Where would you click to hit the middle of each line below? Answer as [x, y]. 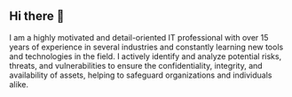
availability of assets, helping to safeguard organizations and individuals [141, 75]
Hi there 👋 [37, 16]
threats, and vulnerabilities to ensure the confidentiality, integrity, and [136, 65]
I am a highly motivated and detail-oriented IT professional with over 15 [139, 37]
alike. [19, 84]
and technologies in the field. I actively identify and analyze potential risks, [146, 56]
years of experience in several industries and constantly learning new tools [146, 47]
